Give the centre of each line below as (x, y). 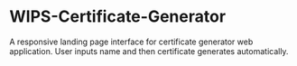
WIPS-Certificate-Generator (118, 17)
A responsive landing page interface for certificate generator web (131, 42)
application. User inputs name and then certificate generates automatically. (149, 51)
